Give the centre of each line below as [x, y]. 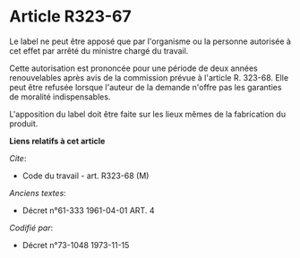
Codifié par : [31, 228]
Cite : [18, 158]
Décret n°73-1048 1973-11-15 [76, 245]
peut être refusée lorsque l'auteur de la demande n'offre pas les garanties [146, 87]
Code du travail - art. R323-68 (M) [86, 176]
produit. [24, 124]
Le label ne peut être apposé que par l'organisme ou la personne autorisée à [150, 41]
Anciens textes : [38, 193]
